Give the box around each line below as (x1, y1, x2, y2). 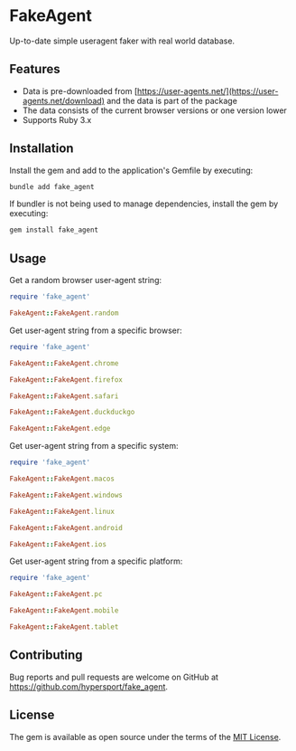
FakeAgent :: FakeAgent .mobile (9, 606, 119, 615)
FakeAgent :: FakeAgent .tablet (9, 623, 119, 632)
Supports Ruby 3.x (22, 114, 92, 125)
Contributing (9, 648, 83, 663)
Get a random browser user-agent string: (9, 275, 162, 286)
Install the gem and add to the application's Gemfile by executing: (9, 165, 254, 176)
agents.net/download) (22, 95, 106, 106)
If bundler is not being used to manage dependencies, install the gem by (9, 198, 279, 209)
